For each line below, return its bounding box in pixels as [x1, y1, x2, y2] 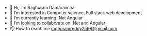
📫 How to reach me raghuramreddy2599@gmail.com [9, 26, 117, 31]
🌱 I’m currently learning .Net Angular [9, 15, 83, 20]
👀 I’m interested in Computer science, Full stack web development [9, 10, 142, 16]
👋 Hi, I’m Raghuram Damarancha [9, 5, 75, 10]
